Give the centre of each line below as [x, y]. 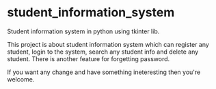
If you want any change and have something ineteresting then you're [104, 72]
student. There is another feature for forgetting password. [89, 58]
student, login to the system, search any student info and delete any [103, 52]
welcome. [21, 79]
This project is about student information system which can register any [108, 44]
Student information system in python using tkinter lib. [83, 31]
